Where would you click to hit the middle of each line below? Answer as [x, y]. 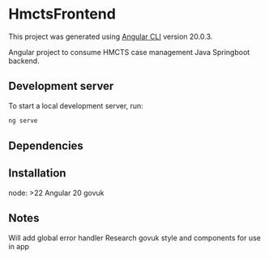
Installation [37, 174]
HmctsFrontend [62, 14]
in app [19, 246]
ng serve [23, 121]
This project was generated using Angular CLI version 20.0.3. [111, 36]
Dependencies [46, 146]
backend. [24, 61]
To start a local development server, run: [76, 105]
